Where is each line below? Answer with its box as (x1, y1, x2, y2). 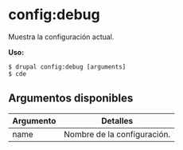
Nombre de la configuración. (63, 128, 171, 140)
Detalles (101, 115, 134, 126)
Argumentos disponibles (8, 92, 134, 105)
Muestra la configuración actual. (8, 32, 115, 41)
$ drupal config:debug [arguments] (8, 62, 127, 71)
